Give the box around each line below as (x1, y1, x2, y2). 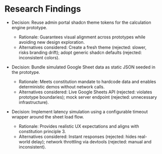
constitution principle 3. (18, 128, 66, 134)
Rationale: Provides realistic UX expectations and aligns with (18, 123, 139, 129)
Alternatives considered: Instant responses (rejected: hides (18, 134, 137, 139)
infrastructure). (18, 99, 49, 105)
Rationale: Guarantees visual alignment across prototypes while (18, 34, 146, 40)
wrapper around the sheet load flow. (11, 114, 84, 120)
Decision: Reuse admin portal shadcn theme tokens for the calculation (11, 19, 151, 25)
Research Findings (4, 3, 81, 15)
